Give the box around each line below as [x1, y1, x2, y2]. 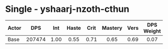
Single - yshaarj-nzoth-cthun [5, 3, 129, 15]
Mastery [101, 24, 122, 31]
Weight [143, 27, 161, 34]
